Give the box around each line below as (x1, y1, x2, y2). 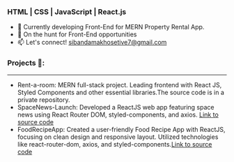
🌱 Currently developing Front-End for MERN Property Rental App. (17, 23, 205, 31)
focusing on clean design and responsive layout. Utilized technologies (17, 133, 219, 141)
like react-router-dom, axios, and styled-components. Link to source (17, 140, 212, 148)
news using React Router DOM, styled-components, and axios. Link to (17, 110, 219, 119)
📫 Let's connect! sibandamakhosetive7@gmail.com (17, 38, 167, 47)
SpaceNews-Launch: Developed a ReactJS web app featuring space (17, 103, 214, 111)
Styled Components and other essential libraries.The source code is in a (17, 88, 225, 96)
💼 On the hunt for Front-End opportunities (17, 30, 137, 38)
